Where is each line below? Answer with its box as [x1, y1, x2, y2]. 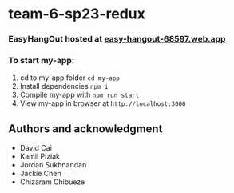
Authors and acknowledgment [8, 122, 163, 135]
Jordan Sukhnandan [19, 160, 87, 170]
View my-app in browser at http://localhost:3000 [19, 99, 186, 108]
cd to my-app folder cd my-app [19, 73, 120, 82]
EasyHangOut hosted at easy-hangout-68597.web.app [8, 34, 226, 45]
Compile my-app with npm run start [19, 90, 140, 100]
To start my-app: [8, 55, 75, 66]
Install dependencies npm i [19, 82, 109, 91]
